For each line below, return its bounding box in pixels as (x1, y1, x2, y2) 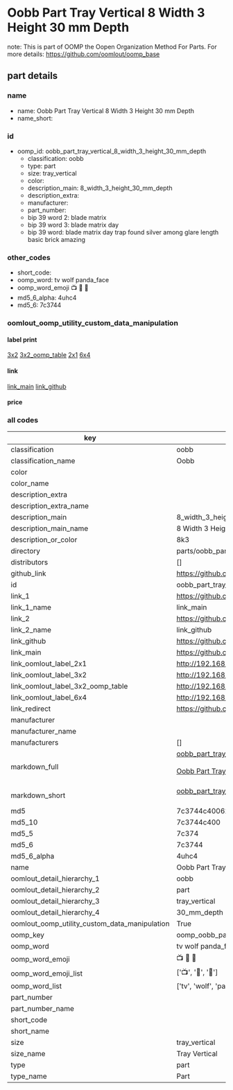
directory (10, 546, 40, 556)
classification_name (10, 456, 76, 466)
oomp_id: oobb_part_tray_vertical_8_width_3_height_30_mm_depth (17, 147, 207, 155)
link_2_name (10, 625, 52, 635)
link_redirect (10, 704, 51, 713)
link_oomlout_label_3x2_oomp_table (10, 682, 128, 691)
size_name (10, 1049, 46, 1059)
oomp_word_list (10, 981, 62, 991)
